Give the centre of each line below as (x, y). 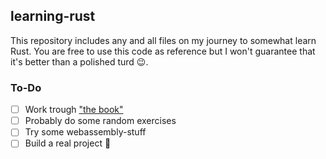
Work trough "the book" (74, 110)
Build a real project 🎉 (68, 143)
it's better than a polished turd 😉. (79, 61)
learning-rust (53, 16)
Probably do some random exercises (100, 121)
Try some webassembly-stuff (85, 132)
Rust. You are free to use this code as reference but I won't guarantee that (163, 51)
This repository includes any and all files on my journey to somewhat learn (163, 40)
